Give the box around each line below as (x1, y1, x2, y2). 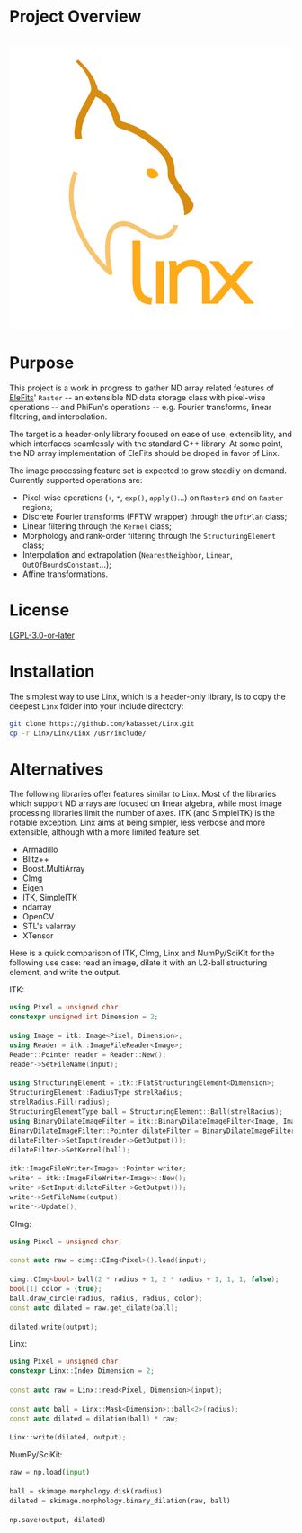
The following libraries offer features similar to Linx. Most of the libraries (9, 789, 277, 800)
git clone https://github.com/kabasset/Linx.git (9, 719, 195, 728)
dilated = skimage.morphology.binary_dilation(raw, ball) (9, 1496, 231, 1505)
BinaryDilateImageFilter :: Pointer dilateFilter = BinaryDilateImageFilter (9, 1126, 296, 1135)
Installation (9, 661, 95, 681)
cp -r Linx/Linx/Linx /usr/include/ (9, 729, 147, 738)
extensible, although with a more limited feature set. (9, 827, 202, 838)
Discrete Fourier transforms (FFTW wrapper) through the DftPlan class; (22, 511, 288, 522)
